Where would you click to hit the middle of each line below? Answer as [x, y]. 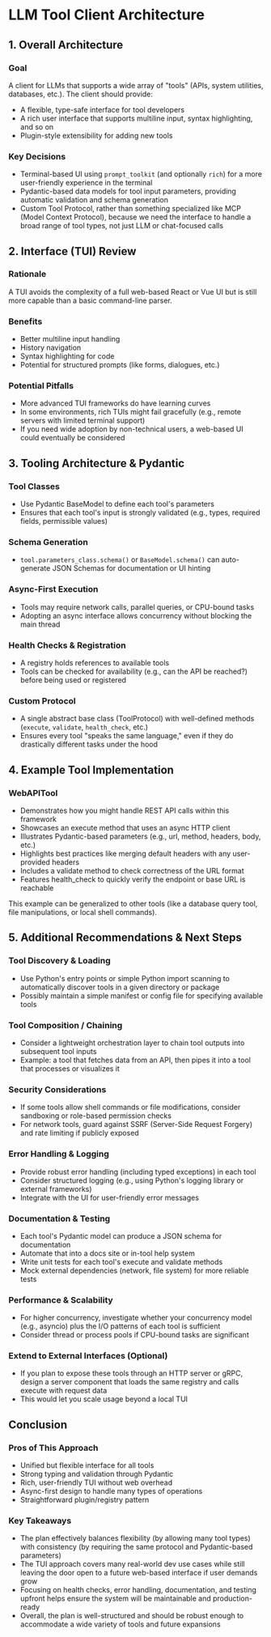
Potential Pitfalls [41, 386]
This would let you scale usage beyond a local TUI [104, 1399]
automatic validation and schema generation [94, 200]
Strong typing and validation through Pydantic [97, 1474]
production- [233, 1599]
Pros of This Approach [53, 1448]
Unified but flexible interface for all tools [87, 1465]
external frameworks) [56, 1188]
